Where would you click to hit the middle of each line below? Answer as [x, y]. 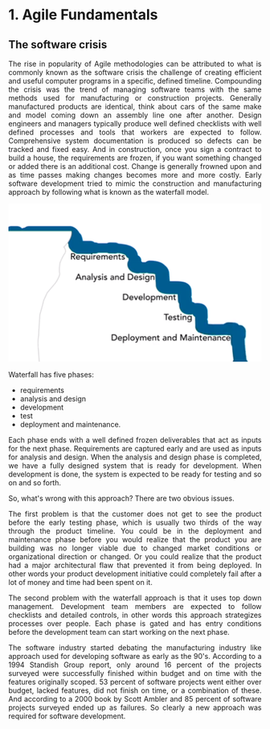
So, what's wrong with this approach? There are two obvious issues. [121, 498]
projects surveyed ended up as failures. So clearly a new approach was [135, 708]
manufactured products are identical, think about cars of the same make [135, 107]
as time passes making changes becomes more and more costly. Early [135, 175]
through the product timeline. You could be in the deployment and [135, 531]
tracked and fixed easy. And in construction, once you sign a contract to [135, 149]
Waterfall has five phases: [51, 375]
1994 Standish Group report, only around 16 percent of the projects [135, 665]
